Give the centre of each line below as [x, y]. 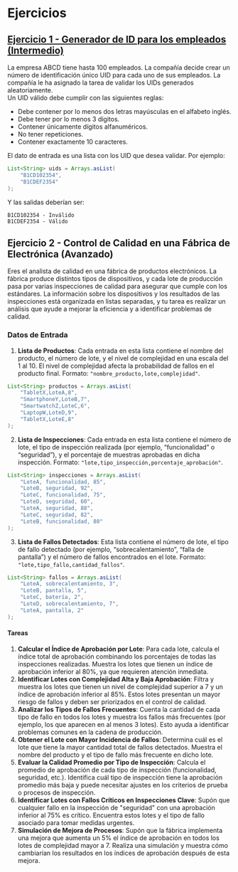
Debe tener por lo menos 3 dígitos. [69, 119]
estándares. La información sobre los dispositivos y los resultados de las [114, 294]
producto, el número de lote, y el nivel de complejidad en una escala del [123, 358]
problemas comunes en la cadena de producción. [90, 732]
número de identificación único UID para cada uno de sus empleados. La [114, 75]
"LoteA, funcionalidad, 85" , [63, 482]
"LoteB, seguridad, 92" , [57, 489]
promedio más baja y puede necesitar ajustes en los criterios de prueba [123, 785]
